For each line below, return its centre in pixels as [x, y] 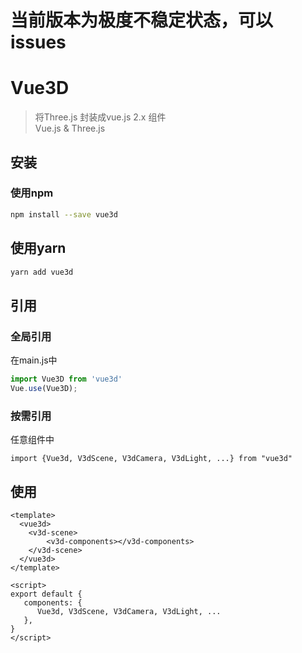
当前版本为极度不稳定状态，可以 [142, 20]
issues [38, 42]
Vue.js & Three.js [70, 128]
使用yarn [38, 248]
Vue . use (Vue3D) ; [44, 388]
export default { [46, 594]
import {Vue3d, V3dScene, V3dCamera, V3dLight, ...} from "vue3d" [151, 459]
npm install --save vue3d [64, 214]
